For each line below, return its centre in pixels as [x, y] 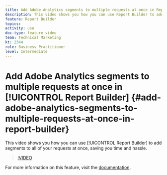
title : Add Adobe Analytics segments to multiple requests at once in [80, 10]
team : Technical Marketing [33, 38]
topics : [13, 24]
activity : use [20, 28]
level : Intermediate [27, 51]
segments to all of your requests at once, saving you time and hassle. [76, 148]
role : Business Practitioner [35, 47]
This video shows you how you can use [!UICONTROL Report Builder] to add [83, 143]
